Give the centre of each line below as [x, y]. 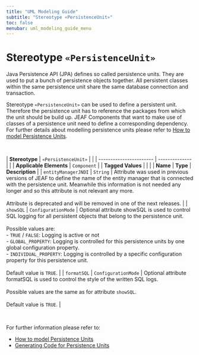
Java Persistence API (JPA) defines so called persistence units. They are [95, 74]
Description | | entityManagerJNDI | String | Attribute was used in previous [97, 172]
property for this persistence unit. [47, 260]
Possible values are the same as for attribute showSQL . [71, 292]
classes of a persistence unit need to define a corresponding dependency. [97, 124]
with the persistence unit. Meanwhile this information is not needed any [94, 184]
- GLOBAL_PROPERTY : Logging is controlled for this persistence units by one [96, 241]
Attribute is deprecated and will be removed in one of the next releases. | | [97, 203]
